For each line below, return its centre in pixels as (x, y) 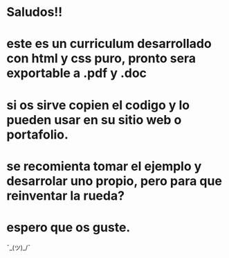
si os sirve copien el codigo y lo (98, 105)
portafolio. (37, 134)
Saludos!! (35, 12)
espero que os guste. (68, 227)
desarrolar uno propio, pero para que (114, 181)
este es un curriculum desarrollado (109, 44)
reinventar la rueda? (66, 196)
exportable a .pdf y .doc (76, 73)
